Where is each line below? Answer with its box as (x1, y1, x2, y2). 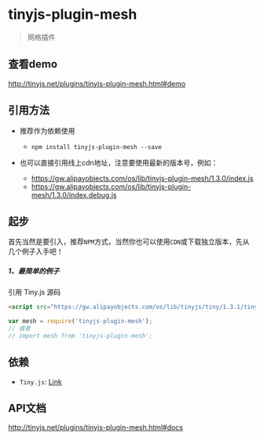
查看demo (8, 57, 57, 71)
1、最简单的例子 (8, 266, 60, 275)
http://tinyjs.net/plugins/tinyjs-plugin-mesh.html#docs (8, 423, 183, 432)
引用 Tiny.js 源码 (8, 288, 61, 297)
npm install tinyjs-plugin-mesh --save (31, 143, 163, 151)
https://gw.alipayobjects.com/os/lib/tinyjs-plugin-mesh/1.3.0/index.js (31, 173, 254, 183)
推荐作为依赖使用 (19, 125, 75, 135)
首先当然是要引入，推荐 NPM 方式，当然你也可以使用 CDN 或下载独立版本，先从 (8, 237, 250, 246)
